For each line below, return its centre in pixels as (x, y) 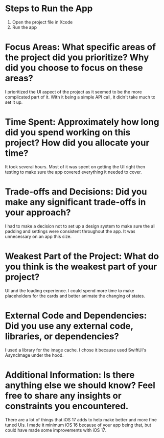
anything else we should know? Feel (80, 385)
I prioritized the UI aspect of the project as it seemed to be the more (73, 92)
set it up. (14, 102)
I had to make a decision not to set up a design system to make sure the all (80, 226)
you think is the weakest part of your (81, 266)
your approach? (38, 212)
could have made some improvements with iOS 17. (56, 430)
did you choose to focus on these (74, 68)
